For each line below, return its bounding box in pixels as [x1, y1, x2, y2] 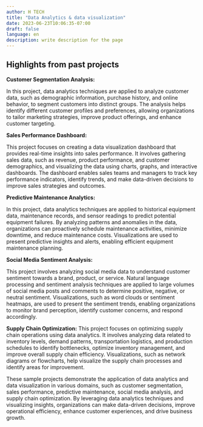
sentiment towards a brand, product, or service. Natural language [6, 274, 170, 281]
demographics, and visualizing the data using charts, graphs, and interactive [6, 162, 198, 170]
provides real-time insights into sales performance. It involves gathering [6, 149, 186, 157]
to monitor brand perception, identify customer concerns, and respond [6, 306, 183, 313]
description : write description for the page [6, 37, 123, 43]
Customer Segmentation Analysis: [6, 75, 95, 83]
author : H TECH [6, 9, 45, 15]
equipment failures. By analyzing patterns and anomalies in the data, [6, 218, 178, 225]
